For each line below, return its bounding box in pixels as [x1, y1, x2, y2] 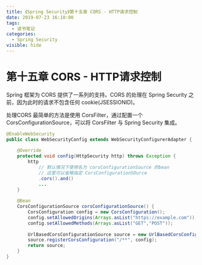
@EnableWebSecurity [6, 130, 55, 137]
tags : [6, 20, 20, 26]
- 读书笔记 [11, 25, 35, 32]
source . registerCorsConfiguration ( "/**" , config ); [28, 237, 158, 243]
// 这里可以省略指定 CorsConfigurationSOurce [38, 169, 147, 176]
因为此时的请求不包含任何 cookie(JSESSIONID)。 [16, 99, 138, 106]
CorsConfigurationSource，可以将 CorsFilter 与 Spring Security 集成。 [6, 118, 180, 126]
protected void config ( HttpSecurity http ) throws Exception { [17, 153, 176, 159]
